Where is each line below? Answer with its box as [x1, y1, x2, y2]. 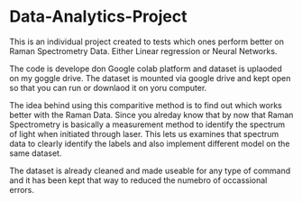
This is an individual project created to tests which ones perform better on [9, 36, 285, 47]
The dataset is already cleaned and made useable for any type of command [9, 165, 291, 176]
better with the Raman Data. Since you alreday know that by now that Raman [9, 109, 294, 120]
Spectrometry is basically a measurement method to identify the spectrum [9, 119, 286, 130]
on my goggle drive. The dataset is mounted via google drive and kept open [9, 72, 291, 83]
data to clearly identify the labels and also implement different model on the [9, 138, 290, 149]
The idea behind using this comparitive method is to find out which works [9, 99, 282, 110]
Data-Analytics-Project [9, 6, 188, 27]
